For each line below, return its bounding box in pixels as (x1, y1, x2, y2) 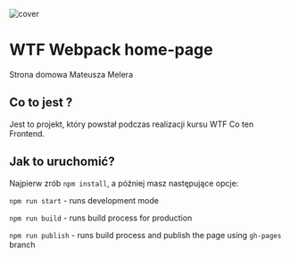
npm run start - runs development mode (9, 195, 159, 205)
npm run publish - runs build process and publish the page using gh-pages (9, 229, 282, 240)
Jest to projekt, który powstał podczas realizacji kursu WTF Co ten (9, 119, 254, 129)
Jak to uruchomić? (9, 154, 115, 170)
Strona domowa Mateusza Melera (9, 69, 134, 79)
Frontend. (9, 128, 46, 138)
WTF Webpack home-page (9, 40, 213, 60)
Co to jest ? (9, 95, 73, 111)
